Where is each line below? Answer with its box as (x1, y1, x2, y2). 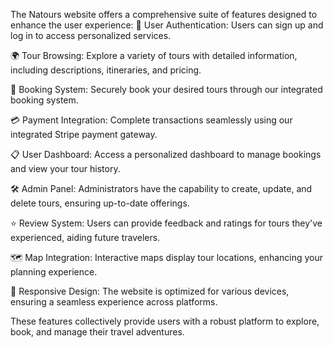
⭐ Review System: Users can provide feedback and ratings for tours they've (10, 217, 323, 229)
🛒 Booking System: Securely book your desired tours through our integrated (10, 84, 323, 95)
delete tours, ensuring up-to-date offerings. (10, 197, 190, 209)
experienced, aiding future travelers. (10, 232, 161, 243)
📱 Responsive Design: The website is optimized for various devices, (10, 285, 290, 297)
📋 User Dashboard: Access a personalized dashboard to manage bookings (10, 149, 322, 160)
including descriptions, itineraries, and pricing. (10, 64, 202, 76)
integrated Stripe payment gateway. (10, 129, 158, 140)
